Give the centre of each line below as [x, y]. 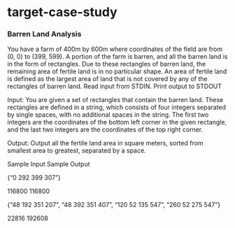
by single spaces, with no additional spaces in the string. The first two [108, 115]
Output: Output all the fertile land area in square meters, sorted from [106, 143]
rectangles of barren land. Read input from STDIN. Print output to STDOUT [115, 86]
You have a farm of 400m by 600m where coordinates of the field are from [115, 49]
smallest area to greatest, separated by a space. [77, 150]
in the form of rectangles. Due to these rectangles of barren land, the [107, 64]
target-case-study [62, 12]
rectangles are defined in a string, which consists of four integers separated [116, 107]
